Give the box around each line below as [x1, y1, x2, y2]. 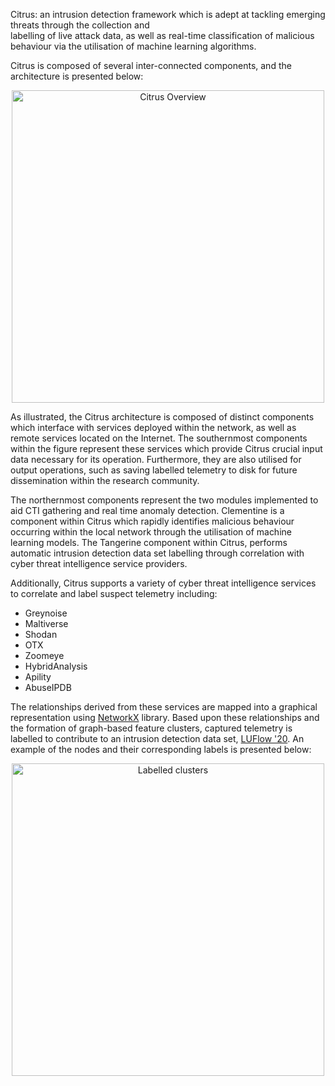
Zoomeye [24, 650, 65, 661]
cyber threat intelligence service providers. [10, 558, 188, 569]
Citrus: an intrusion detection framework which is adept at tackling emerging [10, 9, 326, 20]
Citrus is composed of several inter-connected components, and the [10, 60, 292, 71]
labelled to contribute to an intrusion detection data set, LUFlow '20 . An [10, 733, 305, 744]
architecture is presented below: [10, 70, 144, 82]
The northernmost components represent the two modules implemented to [10, 494, 319, 506]
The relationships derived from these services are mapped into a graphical [10, 701, 318, 713]
